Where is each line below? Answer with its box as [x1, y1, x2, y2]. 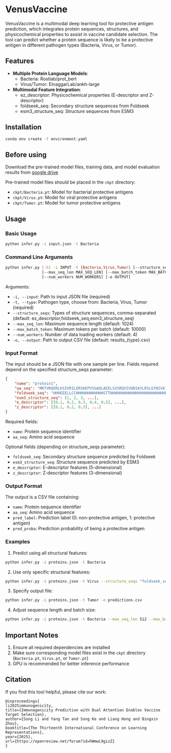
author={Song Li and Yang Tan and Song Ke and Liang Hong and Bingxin [5, 716, 158, 721]
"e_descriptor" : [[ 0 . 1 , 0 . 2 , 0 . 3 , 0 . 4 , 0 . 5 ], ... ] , [14, 400, 126, 405]
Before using [5, 150, 47, 159]
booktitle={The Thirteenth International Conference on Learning [5, 725, 147, 731]
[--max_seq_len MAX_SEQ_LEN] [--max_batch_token [41, 270, 147, 275]
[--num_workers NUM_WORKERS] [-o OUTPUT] [41, 274, 131, 279]
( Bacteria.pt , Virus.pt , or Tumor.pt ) [12, 655, 89, 661]
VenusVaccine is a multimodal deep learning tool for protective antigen [5, 20, 154, 26]
